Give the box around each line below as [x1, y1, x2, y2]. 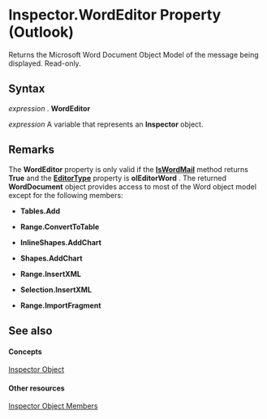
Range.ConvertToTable [19, 222, 100, 231]
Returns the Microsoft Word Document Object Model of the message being [8, 50, 260, 59]
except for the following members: [8, 190, 123, 200]
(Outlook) [8, 23, 75, 41]
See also [8, 323, 53, 338]
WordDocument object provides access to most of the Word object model [8, 181, 257, 192]
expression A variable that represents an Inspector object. [8, 119, 204, 129]
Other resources [8, 383, 65, 393]
